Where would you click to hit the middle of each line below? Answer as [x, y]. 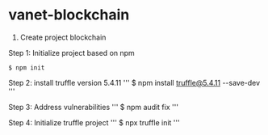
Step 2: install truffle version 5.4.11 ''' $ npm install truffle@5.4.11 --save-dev [134, 82]
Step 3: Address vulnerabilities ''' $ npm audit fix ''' [94, 107]
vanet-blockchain [69, 15]
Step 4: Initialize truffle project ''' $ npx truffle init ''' [94, 122]
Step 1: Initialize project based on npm [71, 53]
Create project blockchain [63, 37]
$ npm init [27, 67]
